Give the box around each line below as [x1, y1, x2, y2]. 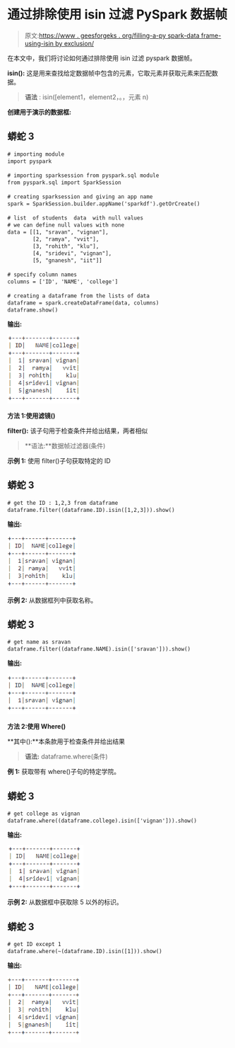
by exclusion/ [55, 39, 94, 47]
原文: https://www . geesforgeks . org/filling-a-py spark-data [24, 31, 200, 40]
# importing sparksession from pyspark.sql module [7, 171, 159, 179]
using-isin [24, 39, 54, 47]
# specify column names [7, 270, 78, 278]
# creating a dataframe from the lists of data [7, 292, 150, 300]
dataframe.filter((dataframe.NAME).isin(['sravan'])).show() [7, 646, 191, 653]
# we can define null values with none [7, 221, 125, 229]
